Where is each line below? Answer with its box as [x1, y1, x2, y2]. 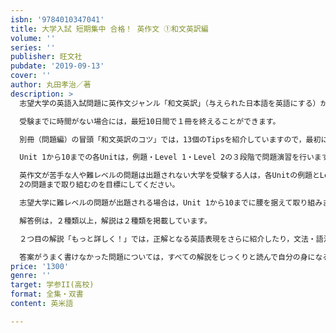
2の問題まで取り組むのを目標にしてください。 [19, 180, 180, 190]
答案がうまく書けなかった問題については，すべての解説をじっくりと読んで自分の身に [19, 252, 316, 262]
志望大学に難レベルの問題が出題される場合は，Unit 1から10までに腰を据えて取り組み [19, 198, 323, 208]
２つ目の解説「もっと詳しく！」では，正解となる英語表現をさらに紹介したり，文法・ [19, 234, 317, 244]
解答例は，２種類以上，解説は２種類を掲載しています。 [19, 216, 212, 226]
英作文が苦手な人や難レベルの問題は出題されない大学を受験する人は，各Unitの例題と [19, 171, 320, 181]
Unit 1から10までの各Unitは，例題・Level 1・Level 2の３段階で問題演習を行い [19, 152, 315, 163]
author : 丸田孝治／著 [10, 80, 92, 90]
